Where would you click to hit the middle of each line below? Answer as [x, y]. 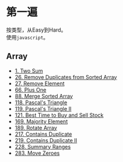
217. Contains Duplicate [43, 134]
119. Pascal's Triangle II [43, 108]
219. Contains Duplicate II [46, 140]
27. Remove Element [40, 83]
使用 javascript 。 [27, 37]
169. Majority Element [41, 121]
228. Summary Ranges [43, 147]
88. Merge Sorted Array [44, 96]
